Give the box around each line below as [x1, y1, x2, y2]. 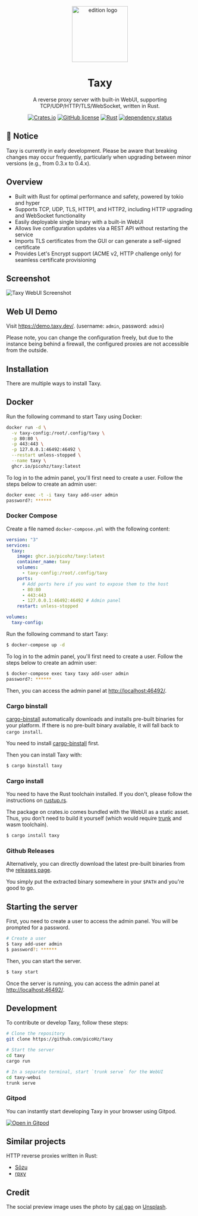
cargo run [6, 1058, 31, 1064]
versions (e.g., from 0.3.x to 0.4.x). [6, 159, 91, 166]
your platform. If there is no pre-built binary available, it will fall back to [6, 721, 180, 729]
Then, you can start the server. [6, 957, 82, 964]
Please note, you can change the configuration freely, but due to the [6, 334, 174, 341]
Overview [6, 177, 43, 187]
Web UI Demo [6, 307, 58, 317]
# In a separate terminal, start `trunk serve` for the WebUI [6, 1069, 164, 1075]
